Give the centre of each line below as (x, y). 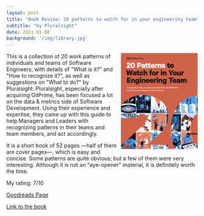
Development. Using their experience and (58, 108)
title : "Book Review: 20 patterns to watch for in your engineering (95, 19)
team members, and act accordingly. (52, 134)
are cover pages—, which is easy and (53, 152)
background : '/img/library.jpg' (47, 39)
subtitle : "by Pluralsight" (42, 25)
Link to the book (26, 207)
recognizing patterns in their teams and (56, 127)
